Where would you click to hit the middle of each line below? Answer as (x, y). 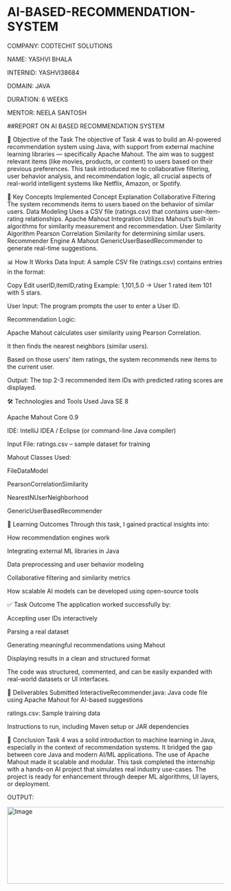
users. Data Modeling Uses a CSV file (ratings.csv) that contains (98, 211)
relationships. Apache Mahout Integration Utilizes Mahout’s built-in (119, 219)
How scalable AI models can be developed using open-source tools (103, 591)
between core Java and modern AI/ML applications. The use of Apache (108, 754)
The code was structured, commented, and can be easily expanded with (110, 672)
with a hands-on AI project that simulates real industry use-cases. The (107, 769)
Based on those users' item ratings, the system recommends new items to (112, 359)
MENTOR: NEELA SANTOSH (47, 112)
